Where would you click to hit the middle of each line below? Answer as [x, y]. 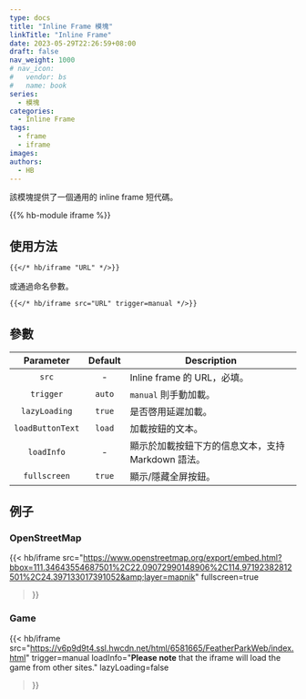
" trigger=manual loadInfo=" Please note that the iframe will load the [153, 657]
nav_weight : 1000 [42, 60]
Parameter [46, 360]
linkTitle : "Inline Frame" [61, 35]
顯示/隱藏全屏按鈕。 [173, 476]
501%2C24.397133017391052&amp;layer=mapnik [102, 577]
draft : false [34, 52]
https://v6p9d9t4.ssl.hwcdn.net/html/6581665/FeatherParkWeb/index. [162, 648]
